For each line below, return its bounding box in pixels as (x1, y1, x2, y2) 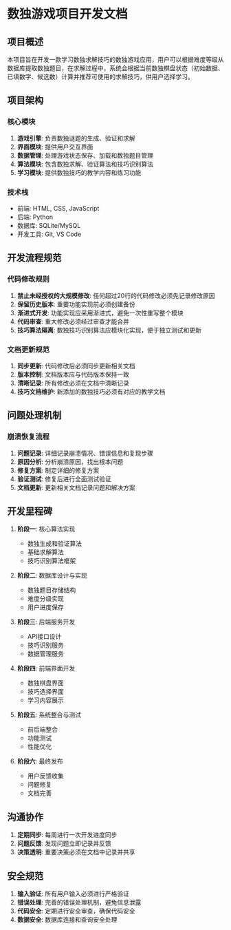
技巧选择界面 (27, 688, 64, 696)
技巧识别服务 (27, 641, 64, 649)
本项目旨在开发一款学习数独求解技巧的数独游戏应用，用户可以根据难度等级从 (7, 56, 224, 63)
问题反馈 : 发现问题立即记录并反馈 (16, 839, 111, 847)
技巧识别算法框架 (27, 557, 76, 565)
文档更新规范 (7, 345, 50, 355)
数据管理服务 (27, 650, 64, 658)
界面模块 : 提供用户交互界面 (16, 142, 93, 151)
